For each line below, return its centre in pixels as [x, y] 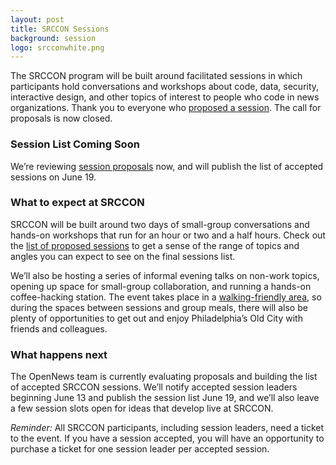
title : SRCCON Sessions [60, 29]
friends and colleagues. [59, 328]
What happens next [59, 354]
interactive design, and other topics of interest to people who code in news [165, 97]
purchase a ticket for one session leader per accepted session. [140, 449]
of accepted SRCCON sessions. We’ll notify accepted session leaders [154, 387]
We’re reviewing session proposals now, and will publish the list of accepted [167, 166]
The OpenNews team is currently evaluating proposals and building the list [164, 377]
